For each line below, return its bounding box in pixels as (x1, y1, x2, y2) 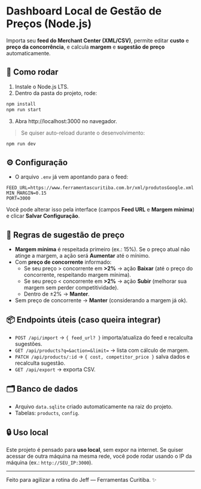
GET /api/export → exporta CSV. (14, 365, 96, 373)
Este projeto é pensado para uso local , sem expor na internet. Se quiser (6, 446, 184, 454)
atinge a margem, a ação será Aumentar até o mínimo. (14, 252, 150, 259)
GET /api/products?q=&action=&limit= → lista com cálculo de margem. (14, 347, 190, 354)
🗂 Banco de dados (6, 384, 78, 394)
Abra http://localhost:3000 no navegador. (14, 117, 118, 124)
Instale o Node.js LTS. (14, 83, 69, 90)
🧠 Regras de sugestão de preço (6, 229, 124, 240)
